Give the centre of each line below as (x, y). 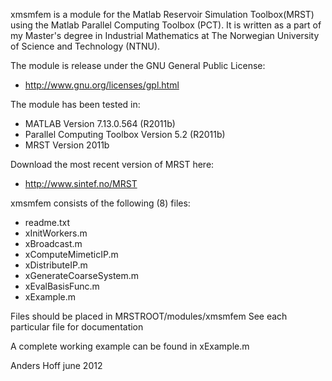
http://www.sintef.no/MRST (81, 183)
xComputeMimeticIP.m (71, 254)
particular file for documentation (77, 327)
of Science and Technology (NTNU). (85, 46)
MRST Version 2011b (67, 145)
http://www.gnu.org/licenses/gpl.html (102, 85)
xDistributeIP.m (56, 265)
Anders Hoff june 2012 (56, 365)
